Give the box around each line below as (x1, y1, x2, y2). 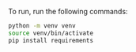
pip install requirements (8, 36, 93, 44)
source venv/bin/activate (8, 29, 93, 37)
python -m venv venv (8, 22, 77, 30)
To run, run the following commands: (8, 7, 128, 16)
